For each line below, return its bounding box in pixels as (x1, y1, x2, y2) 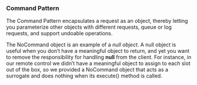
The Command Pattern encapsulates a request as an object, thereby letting (6, 18, 188, 25)
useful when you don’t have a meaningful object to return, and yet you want (6, 47, 190, 55)
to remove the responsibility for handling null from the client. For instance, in (6, 54, 192, 61)
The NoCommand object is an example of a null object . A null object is (6, 41, 176, 48)
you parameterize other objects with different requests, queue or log (6, 23, 172, 30)
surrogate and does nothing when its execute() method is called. (6, 72, 163, 80)
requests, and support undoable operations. (6, 30, 113, 37)
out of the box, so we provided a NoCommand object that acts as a (6, 66, 169, 73)
